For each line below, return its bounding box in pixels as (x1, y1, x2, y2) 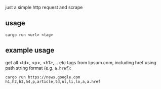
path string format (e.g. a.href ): (5, 65, 72, 71)
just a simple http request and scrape (5, 5, 83, 10)
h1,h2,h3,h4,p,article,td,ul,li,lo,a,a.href (5, 79, 101, 84)
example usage (5, 46, 55, 55)
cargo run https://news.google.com (5, 74, 80, 80)
